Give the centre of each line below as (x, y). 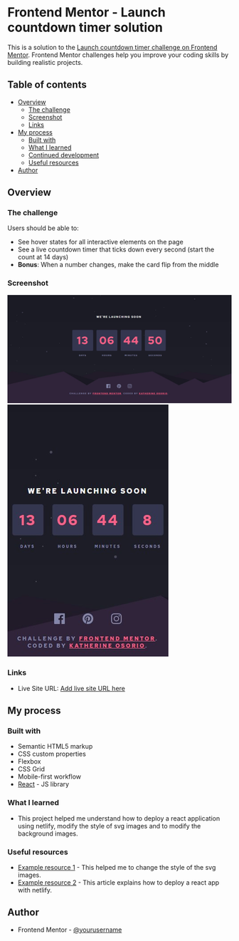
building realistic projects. (45, 62)
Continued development (64, 155)
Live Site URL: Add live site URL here (71, 688)
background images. (48, 833)
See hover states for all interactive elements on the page (100, 242)
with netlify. (34, 890)
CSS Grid (31, 769)
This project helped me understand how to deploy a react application (119, 818)
